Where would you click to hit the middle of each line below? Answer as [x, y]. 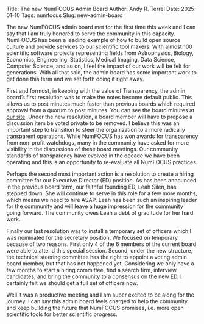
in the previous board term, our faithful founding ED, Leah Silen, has [91, 187]
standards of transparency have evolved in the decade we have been [93, 156]
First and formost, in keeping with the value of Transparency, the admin [96, 91]
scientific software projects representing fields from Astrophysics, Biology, [100, 53]
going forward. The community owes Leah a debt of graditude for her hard [100, 213]
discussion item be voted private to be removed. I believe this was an [93, 123]
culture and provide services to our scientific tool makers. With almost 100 [100, 46]
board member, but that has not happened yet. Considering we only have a [100, 264]
